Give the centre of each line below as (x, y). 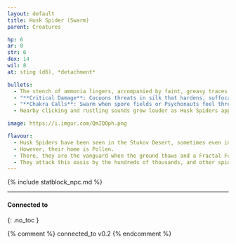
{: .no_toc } (23, 220)
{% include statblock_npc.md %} (55, 182)
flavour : (20, 136)
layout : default (31, 14)
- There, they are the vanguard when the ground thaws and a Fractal (117, 156)
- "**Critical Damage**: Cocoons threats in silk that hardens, (110, 98)
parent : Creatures (34, 27)
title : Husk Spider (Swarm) (48, 20)
